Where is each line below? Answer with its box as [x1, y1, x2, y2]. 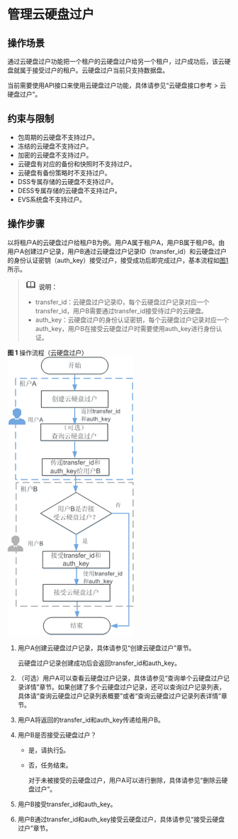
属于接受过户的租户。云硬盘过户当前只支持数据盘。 [19, 66, 169, 75]
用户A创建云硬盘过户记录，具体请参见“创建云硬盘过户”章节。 [17, 644, 195, 652]
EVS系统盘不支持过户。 [17, 195, 86, 203]
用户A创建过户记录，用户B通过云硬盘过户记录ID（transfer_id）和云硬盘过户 [7, 247, 227, 256]
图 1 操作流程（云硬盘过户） [7, 348, 89, 357]
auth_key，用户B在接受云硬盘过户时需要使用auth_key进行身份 [35, 324, 216, 332]
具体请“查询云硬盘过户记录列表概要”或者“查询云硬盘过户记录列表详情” [17, 691, 222, 700]
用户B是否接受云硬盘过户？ [17, 730, 97, 739]
